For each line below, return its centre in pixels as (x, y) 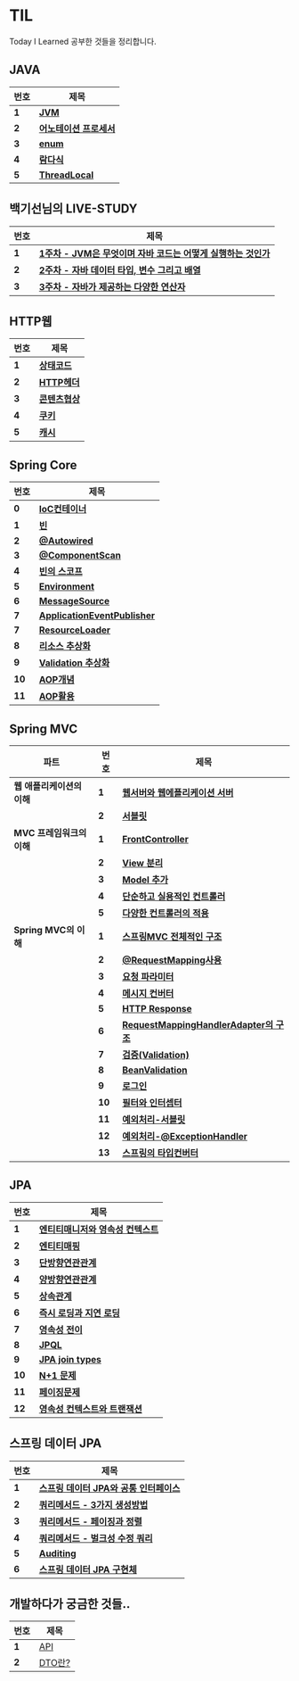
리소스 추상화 (65, 646)
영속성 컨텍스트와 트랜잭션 (90, 1409)
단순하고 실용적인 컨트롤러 (174, 896)
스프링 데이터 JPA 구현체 (88, 1569)
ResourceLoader (75, 630)
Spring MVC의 (44, 930)
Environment (67, 587)
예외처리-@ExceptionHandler (184, 1136)
